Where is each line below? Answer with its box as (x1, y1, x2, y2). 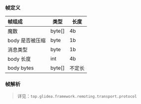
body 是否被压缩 (7, 37, 46, 44)
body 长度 (7, 56, 31, 63)
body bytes (7, 65, 34, 71)
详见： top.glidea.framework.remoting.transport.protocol (17, 93, 137, 99)
